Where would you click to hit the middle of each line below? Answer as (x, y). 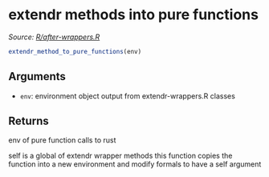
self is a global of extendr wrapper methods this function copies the (120, 156)
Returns (29, 121)
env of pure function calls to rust (62, 140)
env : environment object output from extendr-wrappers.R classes (127, 96)
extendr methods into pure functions (134, 15)
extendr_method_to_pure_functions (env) (75, 51)
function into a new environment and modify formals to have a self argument (135, 164)
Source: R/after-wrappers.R (54, 37)
